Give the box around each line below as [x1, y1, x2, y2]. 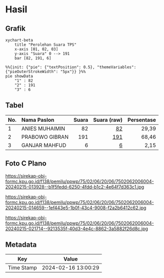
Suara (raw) [93, 116, 123, 123]
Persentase [127, 116, 156, 123]
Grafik [5, 24, 26, 33]
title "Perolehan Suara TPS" [14, 42, 77, 47]
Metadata [5, 240, 37, 249]
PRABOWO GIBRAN [21, 133, 69, 140]
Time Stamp [8, 264, 37, 271]
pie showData [5, 73, 33, 79]
